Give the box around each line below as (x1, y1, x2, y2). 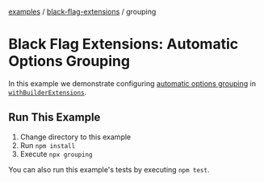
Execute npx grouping (19, 149, 93, 159)
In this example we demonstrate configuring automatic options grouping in (8, 78, 257, 88)
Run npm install (19, 140, 76, 150)
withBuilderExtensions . (8, 87, 87, 97)
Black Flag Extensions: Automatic (8, 35, 239, 53)
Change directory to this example (19, 132, 132, 142)
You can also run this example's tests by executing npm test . (8, 164, 210, 174)
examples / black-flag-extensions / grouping (8, 7, 157, 16)
